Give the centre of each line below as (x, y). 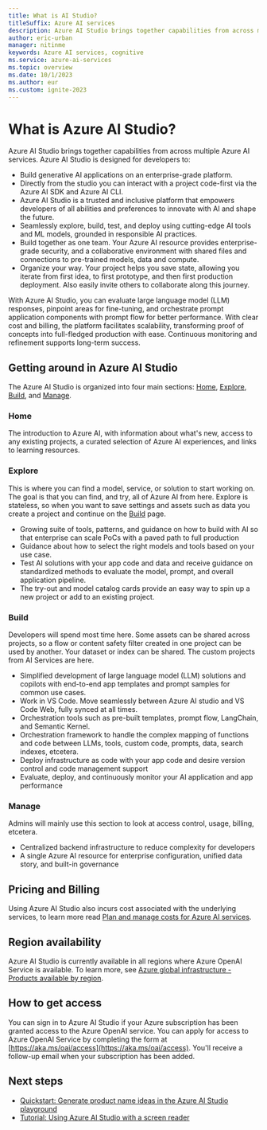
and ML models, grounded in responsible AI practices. (108, 234)
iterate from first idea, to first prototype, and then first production (126, 276)
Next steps (36, 1081)
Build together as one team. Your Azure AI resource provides (119, 243)
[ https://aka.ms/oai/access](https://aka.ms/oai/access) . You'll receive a (126, 1047)
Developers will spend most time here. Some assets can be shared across (129, 635)
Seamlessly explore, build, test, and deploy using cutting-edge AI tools (135, 226)
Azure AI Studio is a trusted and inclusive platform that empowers (127, 201)
